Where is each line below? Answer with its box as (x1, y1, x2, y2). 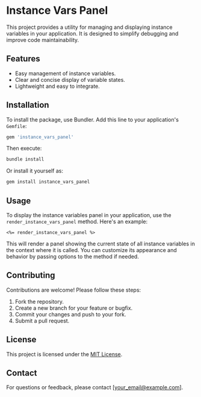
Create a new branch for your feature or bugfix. (14, 304, 133, 312)
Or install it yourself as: (6, 167, 63, 174)
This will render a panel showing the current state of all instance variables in (6, 240, 196, 247)
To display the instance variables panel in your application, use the (6, 212, 172, 218)
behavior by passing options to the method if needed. (6, 253, 140, 260)
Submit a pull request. (14, 317, 70, 324)
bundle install (6, 156, 45, 162)
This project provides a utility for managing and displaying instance (6, 23, 173, 31)
